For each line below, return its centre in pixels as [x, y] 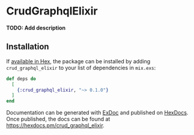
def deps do [21, 79]
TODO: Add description [36, 28]
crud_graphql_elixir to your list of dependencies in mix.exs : [81, 67]
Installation [28, 47]
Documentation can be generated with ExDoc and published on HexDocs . [97, 113]
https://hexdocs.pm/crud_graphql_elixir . [56, 125]
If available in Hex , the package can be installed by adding [78, 61]
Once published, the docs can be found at [58, 119]
